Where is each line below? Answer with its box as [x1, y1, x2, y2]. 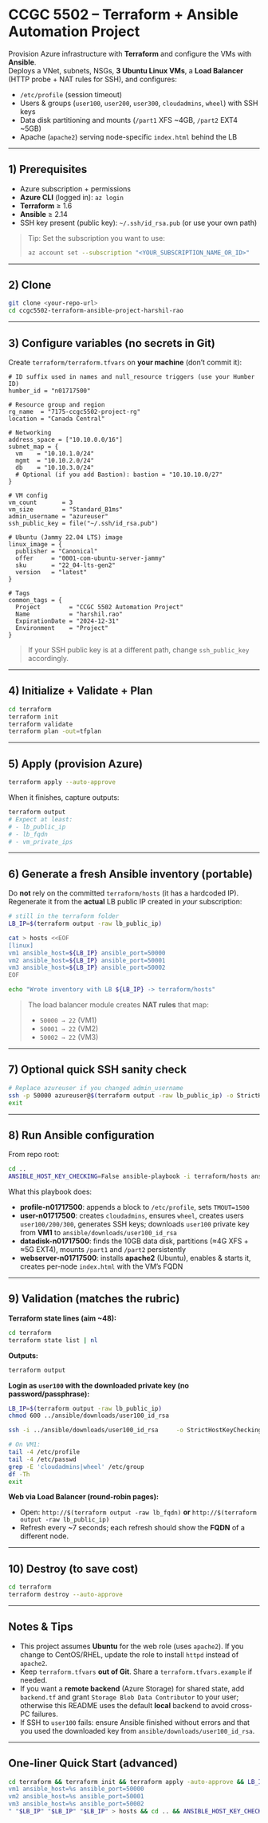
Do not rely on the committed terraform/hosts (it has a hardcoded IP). [8, 888, 239, 898]
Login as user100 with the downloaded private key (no [8, 1380, 189, 1390]
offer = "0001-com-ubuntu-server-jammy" [15, 554, 166, 562]
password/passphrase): [8, 1389, 90, 1399]
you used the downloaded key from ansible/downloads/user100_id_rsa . [19, 1726, 255, 1735]
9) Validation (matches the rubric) [8, 1292, 180, 1305]
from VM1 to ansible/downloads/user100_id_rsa [19, 1228, 177, 1238]
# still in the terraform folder [8, 912, 120, 920]
